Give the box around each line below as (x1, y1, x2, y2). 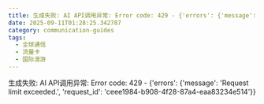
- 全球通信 (15, 41, 46, 49)
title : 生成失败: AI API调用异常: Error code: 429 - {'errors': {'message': (8, 11, 257, 20)
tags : (8, 33, 26, 42)
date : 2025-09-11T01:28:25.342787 (8, 19, 122, 27)
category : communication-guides (8, 26, 114, 34)
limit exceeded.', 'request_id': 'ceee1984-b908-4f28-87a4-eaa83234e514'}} (8, 87, 256, 96)
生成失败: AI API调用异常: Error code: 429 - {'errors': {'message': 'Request (8, 78, 249, 87)
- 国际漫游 (15, 56, 46, 64)
